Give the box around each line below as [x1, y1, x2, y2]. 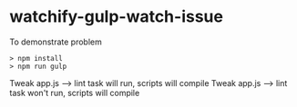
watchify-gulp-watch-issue [9, 6, 223, 27]
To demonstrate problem [9, 36, 102, 47]
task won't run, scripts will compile [9, 87, 140, 98]
